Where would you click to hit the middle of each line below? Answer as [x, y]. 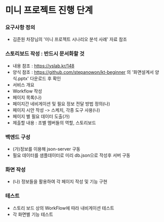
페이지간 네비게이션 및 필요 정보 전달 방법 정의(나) [61, 104]
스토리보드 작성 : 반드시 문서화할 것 [45, 54]
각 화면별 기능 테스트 [33, 214]
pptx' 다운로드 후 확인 [40, 78]
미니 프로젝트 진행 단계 [49, 10]
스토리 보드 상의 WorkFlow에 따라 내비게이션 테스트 [63, 208]
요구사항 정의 [20, 27]
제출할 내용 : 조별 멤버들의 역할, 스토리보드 [54, 122]
